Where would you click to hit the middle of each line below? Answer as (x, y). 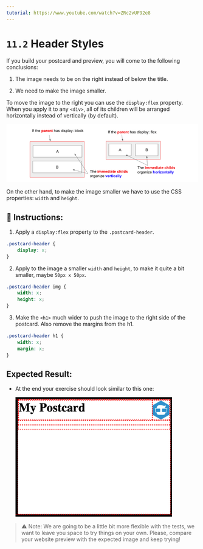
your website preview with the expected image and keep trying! (101, 539)
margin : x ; (31, 349)
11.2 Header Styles (55, 44)
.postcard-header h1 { (35, 336)
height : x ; (31, 299)
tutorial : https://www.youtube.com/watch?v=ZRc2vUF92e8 (78, 13)
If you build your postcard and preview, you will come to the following (93, 60)
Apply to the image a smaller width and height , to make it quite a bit (99, 268)
